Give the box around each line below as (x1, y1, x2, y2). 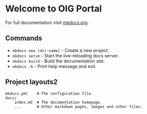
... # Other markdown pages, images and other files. (14, 104, 143, 109)
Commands (5, 34, 43, 42)
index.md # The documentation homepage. (14, 99, 102, 105)
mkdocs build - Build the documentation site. (12, 58, 105, 64)
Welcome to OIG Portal (5, 3, 102, 14)
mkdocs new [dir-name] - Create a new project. (12, 47, 109, 53)
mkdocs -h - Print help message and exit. (12, 63, 97, 69)
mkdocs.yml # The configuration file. (5, 91, 94, 96)
